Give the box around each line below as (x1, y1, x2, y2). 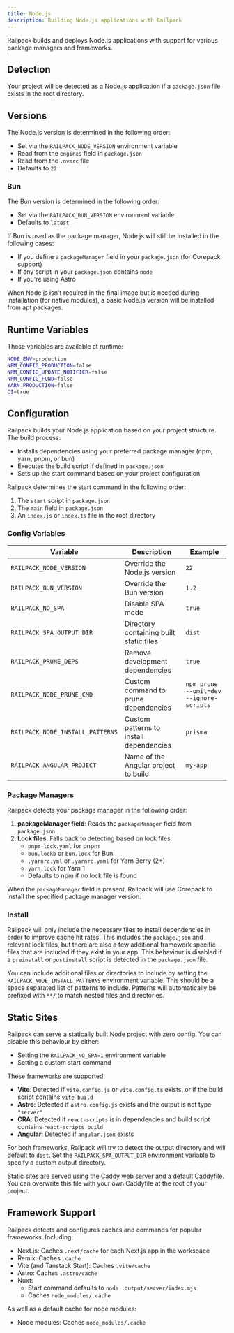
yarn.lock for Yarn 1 (27, 864, 86, 872)
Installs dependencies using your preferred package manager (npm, (17, 447, 213, 456)
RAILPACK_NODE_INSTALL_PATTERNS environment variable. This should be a (7, 976, 214, 985)
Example (189, 546, 219, 556)
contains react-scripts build (17, 1123, 103, 1130)
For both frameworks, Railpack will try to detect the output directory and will (7, 1144, 226, 1151)
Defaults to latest (17, 218, 70, 227)
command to (124, 685, 166, 695)
